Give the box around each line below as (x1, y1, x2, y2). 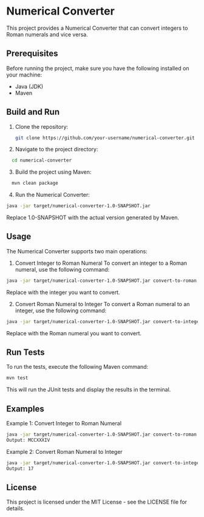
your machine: (6, 71, 42, 78)
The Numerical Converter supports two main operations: (6, 247, 148, 255)
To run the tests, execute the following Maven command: (6, 363, 149, 371)
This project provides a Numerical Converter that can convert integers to (6, 24, 188, 32)
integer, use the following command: (15, 307, 107, 314)
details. (6, 505, 25, 512)
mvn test (6, 375, 29, 381)
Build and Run (6, 107, 59, 117)
